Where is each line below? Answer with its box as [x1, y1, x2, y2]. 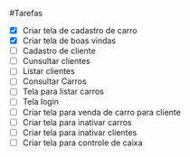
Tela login [22, 97, 60, 107]
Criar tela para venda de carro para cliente [22, 106, 181, 117]
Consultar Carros [22, 76, 88, 87]
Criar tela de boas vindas [22, 35, 116, 46]
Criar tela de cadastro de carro [22, 25, 138, 35]
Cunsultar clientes [22, 56, 90, 67]
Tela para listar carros [22, 86, 104, 97]
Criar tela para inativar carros [22, 116, 132, 127]
